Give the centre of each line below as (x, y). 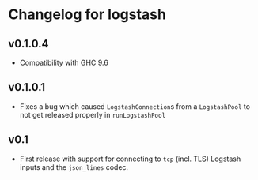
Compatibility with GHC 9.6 (64, 62)
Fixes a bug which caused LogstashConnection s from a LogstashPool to (135, 106)
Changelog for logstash (87, 15)
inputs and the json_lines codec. (74, 167)
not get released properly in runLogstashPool (93, 114)
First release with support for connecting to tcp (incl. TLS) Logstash (130, 159)
